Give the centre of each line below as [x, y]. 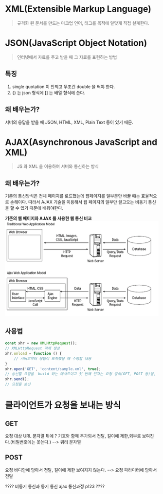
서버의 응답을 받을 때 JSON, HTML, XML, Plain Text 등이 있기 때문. [69, 122]
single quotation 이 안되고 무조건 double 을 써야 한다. [63, 87]
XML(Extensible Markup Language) [78, 9]
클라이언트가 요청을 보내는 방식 [63, 405]
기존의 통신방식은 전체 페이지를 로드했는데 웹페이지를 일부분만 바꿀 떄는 [72, 196]
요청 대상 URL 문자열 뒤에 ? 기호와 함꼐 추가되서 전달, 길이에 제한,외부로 [73, 436]
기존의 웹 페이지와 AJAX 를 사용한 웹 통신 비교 [48, 219]
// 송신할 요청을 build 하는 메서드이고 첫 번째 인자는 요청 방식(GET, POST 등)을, [81, 374]
